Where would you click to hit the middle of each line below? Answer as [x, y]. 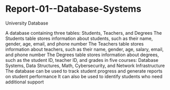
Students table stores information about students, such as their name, [79, 38]
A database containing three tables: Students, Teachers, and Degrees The [84, 33]
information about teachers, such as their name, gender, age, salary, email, [84, 49]
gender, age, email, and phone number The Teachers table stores [74, 43]
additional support [25, 82]
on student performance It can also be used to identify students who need [84, 76]
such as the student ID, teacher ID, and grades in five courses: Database [82, 60]
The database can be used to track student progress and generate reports [84, 71]
